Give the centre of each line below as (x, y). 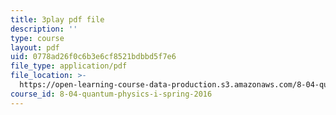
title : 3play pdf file (57, 19)
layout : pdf (35, 47)
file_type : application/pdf (69, 66)
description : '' (44, 29)
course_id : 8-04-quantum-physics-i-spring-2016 (111, 94)
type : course (37, 38)
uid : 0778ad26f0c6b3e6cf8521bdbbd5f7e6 (93, 57)
